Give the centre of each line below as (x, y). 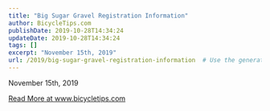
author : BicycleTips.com (50, 23)
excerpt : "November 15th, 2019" (62, 53)
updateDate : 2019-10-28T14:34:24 (64, 38)
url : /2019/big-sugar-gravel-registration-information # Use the (122, 61)
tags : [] (23, 46)
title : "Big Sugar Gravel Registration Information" (98, 16)
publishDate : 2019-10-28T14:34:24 (66, 30)
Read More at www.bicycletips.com (67, 98)
